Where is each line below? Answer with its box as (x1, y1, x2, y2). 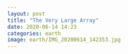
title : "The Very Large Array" (7, 17, 99, 24)
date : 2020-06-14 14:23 (7, 23, 77, 30)
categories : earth (7, 29, 61, 37)
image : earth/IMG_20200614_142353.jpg (7, 36, 121, 43)
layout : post (7, 10, 46, 18)
